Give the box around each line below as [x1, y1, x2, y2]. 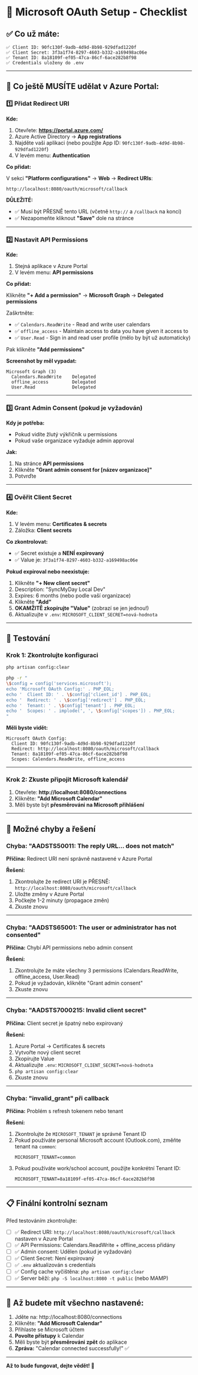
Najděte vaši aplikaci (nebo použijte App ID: [14, 139, 121, 146]
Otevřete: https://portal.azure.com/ [14, 126, 103, 133]
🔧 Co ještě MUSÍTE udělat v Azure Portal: [6, 81, 159, 92]
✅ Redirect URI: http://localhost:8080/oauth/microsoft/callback [14, 1228, 176, 1236]
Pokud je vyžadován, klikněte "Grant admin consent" [14, 979, 143, 987]
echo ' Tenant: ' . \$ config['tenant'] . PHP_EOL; [6, 703, 136, 708]
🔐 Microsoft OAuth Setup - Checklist [6, 5, 187, 19]
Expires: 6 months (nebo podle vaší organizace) [14, 592, 131, 599]
